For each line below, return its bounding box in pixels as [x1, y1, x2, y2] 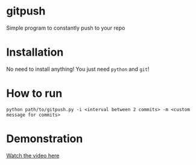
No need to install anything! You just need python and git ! [6, 65, 150, 73]
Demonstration [6, 132, 83, 146]
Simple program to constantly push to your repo [6, 24, 125, 31]
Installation [6, 45, 64, 59]
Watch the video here [6, 152, 60, 159]
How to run [6, 86, 63, 100]
